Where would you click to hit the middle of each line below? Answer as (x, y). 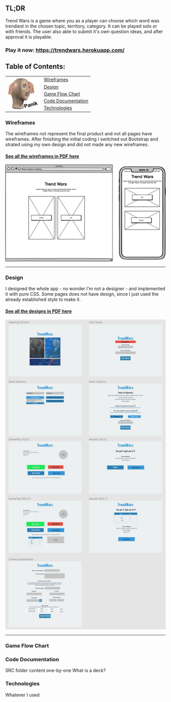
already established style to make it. (43, 299)
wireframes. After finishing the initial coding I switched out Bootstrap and (82, 139)
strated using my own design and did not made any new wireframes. (77, 145)
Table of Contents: (35, 66)
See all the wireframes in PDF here (42, 156)
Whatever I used (22, 695)
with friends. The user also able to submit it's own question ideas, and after (84, 31)
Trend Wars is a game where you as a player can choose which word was (82, 20)
